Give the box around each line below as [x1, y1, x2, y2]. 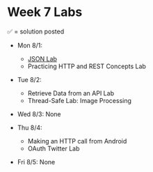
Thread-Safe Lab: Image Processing [27, 96, 132, 104]
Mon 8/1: [17, 41, 43, 49]
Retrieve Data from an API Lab [27, 88, 115, 97]
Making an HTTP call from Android [27, 136, 127, 145]
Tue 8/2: [17, 75, 42, 84]
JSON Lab [27, 54, 58, 63]
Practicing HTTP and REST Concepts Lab [27, 62, 146, 70]
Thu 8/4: [17, 123, 43, 132]
